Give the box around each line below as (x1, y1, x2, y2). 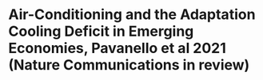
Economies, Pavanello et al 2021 (8, 40, 226, 57)
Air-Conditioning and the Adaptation (8, 6, 256, 24)
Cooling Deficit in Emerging (8, 22, 194, 40)
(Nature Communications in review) (8, 56, 250, 74)
